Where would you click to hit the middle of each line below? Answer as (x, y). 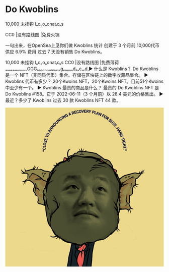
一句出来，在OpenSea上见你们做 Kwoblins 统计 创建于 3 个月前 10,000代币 (82, 45)
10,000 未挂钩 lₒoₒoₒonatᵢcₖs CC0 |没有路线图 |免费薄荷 (62, 62)
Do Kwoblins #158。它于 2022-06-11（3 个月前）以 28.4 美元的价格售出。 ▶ (84, 94)
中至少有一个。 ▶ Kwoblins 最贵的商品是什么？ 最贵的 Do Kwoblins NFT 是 (82, 87)
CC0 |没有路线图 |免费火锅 (32, 34)
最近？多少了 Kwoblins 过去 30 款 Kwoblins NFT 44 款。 (63, 100)
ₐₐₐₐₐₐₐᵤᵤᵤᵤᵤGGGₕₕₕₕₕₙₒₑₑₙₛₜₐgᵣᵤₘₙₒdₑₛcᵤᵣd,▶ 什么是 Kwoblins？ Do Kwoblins (82, 69)
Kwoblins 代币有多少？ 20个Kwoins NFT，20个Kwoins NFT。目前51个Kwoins (84, 81)
